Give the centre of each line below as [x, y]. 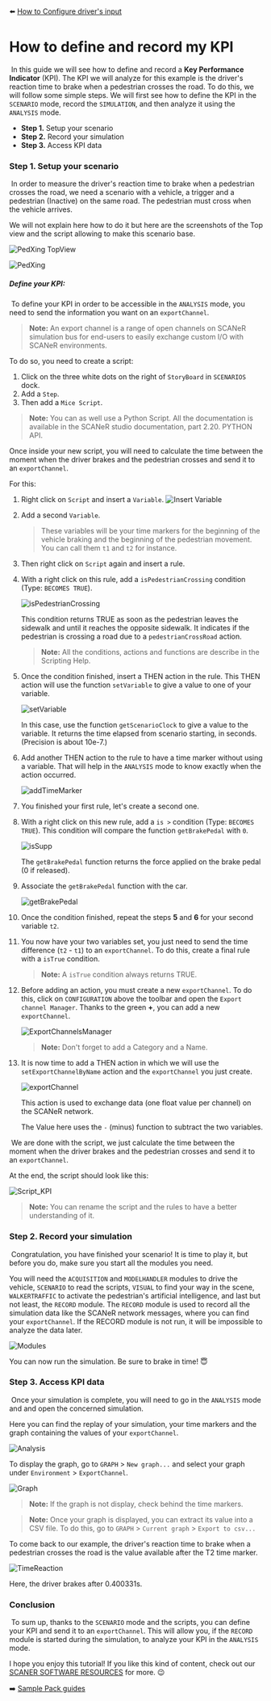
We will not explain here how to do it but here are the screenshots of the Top [136, 226]
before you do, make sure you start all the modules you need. [111, 1263]
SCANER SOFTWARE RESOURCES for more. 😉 [87, 1673]
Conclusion [32, 1605]
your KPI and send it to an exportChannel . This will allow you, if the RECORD [131, 1631]
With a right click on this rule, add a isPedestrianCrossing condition [133, 580]
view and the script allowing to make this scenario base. [102, 234]
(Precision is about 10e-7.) [64, 742]
